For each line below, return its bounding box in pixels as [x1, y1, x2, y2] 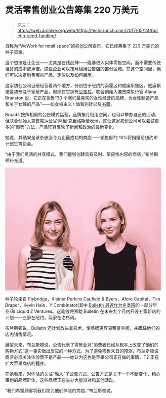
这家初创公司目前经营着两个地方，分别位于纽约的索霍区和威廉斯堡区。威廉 [5, 82, 157, 88]
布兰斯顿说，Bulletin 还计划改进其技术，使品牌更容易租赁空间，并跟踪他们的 [5, 325, 160, 331]
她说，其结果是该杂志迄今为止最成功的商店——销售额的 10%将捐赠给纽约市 [5, 134, 158, 140]
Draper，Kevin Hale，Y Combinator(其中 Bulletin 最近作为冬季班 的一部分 [5, 302, 153, 308]
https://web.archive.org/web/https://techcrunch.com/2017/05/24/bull [17, 27, 159, 33]
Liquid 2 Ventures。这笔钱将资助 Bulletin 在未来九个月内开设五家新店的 [16, 308, 161, 314]
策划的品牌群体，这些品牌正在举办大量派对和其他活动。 [5, 377, 118, 383]
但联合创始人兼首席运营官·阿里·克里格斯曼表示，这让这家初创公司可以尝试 [5, 117, 155, 124]
